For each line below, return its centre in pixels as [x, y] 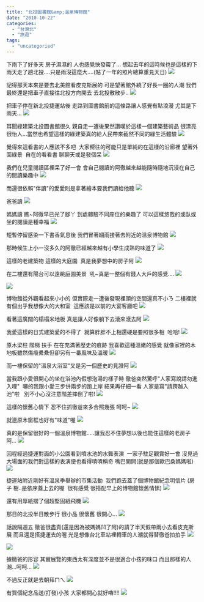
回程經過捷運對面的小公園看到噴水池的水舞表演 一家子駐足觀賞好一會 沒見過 [102, 453]
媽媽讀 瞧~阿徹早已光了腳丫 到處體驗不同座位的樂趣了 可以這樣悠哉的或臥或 [101, 214]
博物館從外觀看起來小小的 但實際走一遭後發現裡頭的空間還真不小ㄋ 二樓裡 [99, 298]
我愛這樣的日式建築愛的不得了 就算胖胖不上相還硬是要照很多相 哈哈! [93, 332]
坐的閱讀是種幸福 [28, 221]
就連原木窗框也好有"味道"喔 [41, 420]
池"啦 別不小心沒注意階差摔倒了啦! [51, 394]
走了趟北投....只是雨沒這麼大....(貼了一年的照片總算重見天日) [92, 72]
